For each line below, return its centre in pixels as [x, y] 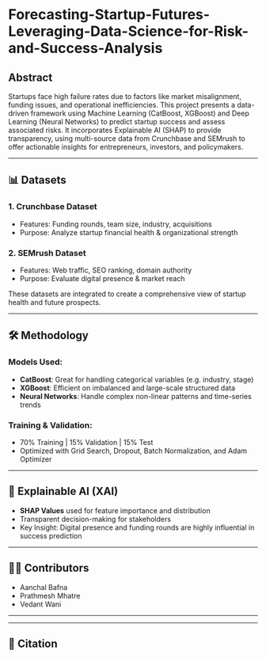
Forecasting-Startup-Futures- [109, 15]
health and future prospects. [55, 302]
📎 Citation [33, 643]
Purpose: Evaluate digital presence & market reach [102, 278]
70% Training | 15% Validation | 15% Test [86, 442]
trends [30, 405]
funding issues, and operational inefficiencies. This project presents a [122, 105]
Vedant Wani [40, 604]
